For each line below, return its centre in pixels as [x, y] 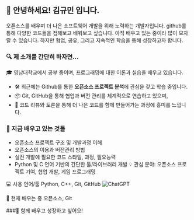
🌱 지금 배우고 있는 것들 [36, 129]
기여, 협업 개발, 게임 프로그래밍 [60, 172]
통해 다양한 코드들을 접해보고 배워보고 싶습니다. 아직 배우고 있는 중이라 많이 [92, 33]
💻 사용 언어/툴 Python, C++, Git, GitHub [53, 184]
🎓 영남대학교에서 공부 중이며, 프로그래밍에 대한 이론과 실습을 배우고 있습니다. [95, 72]
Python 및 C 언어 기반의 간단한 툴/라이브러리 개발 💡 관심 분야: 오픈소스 [95, 165]
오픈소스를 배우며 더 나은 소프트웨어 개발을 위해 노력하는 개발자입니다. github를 [96, 26]
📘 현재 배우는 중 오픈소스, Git [39, 198]
